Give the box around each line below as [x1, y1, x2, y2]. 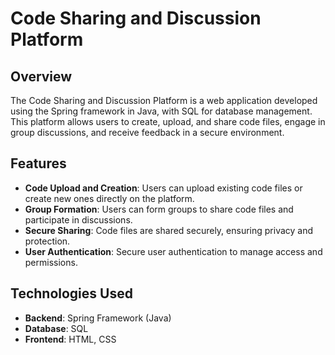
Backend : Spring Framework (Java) [24, 312, 172, 324]
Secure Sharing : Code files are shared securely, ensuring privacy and [24, 224, 314, 236]
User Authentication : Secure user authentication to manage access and [24, 245, 323, 257]
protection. [24, 235, 71, 247]
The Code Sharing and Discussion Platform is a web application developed [10, 95, 318, 106]
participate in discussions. [24, 213, 133, 226]
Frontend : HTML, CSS [24, 333, 117, 345]
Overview [10, 68, 73, 85]
